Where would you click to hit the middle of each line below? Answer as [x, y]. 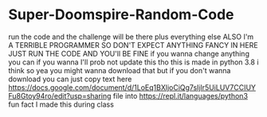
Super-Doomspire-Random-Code [121, 15]
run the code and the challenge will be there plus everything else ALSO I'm [131, 37]
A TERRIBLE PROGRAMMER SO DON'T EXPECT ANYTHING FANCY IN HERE [133, 45]
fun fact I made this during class [61, 104]
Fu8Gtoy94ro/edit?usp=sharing [60, 96]
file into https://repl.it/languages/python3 [181, 96]
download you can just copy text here [70, 79]
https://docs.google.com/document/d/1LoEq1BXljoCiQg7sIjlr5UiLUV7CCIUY [132, 87]
